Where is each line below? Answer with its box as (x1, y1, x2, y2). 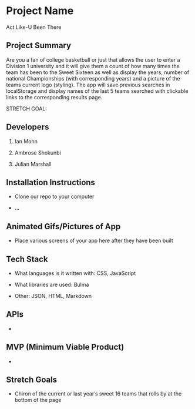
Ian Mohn (14, 138, 38, 145)
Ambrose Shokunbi (14, 149, 62, 156)
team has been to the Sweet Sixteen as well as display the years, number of (6, 69, 190, 76)
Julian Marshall (14, 160, 52, 167)
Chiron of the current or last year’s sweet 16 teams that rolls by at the (14, 390, 182, 397)
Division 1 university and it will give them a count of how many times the (6, 62, 180, 69)
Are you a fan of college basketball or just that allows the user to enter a (6, 56, 180, 63)
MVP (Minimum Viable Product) (6, 342, 125, 352)
